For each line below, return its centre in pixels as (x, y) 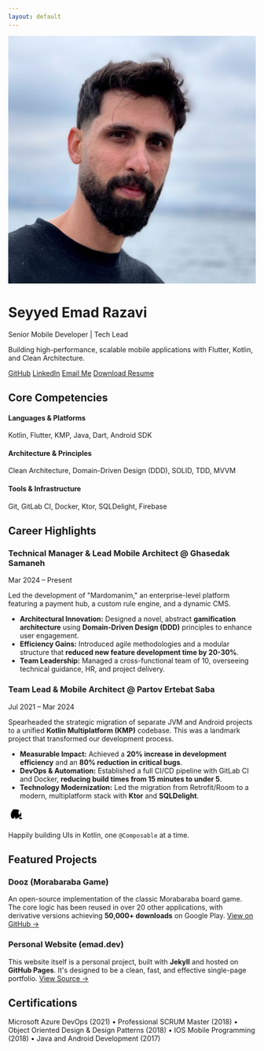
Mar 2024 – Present (40, 580)
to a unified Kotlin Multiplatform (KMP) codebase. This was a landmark (125, 730)
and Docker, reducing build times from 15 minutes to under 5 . (121, 779)
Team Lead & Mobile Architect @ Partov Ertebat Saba (112, 689)
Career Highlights (52, 531)
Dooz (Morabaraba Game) (59, 882)
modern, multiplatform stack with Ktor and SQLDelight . (109, 796)
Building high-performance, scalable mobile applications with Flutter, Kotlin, (130, 349)
